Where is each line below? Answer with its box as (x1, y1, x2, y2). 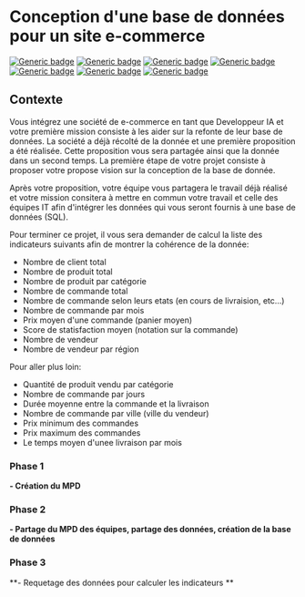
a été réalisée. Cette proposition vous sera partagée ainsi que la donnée (9, 145, 280, 156)
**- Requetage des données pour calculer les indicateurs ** (9, 577, 234, 588)
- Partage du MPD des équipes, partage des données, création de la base (9, 524, 291, 535)
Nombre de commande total (22, 285, 128, 296)
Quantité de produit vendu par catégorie (22, 378, 174, 389)
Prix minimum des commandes (22, 417, 139, 428)
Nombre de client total (22, 256, 107, 267)
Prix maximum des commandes (22, 427, 141, 438)
